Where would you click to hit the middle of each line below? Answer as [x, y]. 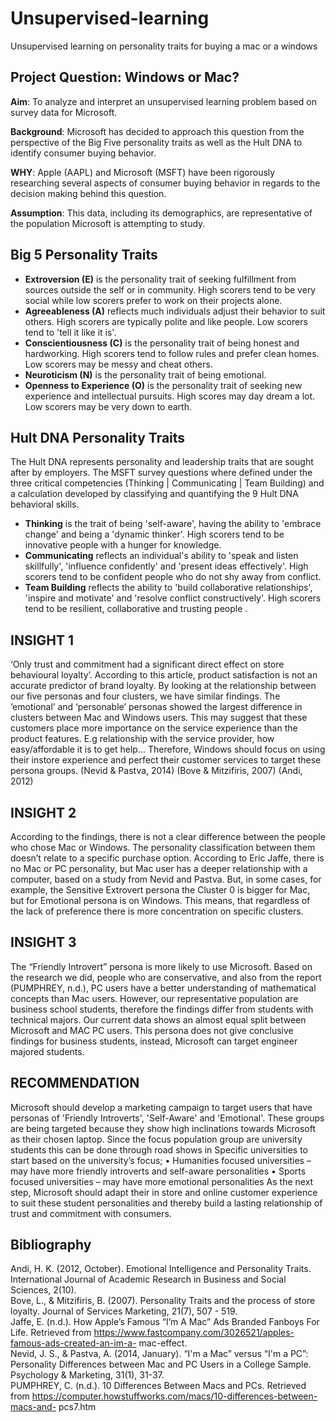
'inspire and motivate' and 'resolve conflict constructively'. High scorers [173, 598]
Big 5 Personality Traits [84, 255]
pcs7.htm [77, 1407]
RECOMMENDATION [75, 1083]
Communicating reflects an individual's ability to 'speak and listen [161, 556]
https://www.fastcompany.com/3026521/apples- [194, 1333]
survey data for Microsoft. [64, 112]
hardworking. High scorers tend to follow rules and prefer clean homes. [172, 353]
